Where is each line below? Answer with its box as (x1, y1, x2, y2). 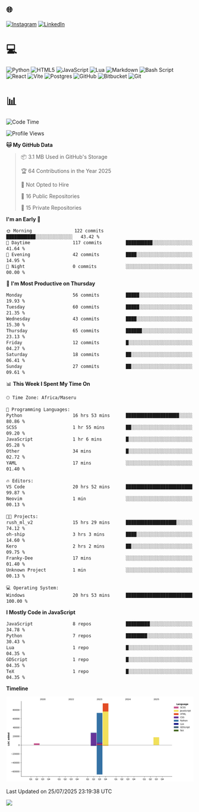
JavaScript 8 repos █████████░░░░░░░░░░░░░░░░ (6, 621, 193, 627)
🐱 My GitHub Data (6, 141, 53, 148)
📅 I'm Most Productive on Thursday (6, 279, 96, 287)
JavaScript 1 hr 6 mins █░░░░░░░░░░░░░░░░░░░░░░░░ (6, 436, 193, 442)
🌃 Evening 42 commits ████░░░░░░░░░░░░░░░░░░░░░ (6, 251, 193, 257)
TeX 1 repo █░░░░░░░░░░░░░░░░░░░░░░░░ (6, 668, 193, 674)
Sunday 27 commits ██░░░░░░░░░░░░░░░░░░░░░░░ (6, 363, 193, 369)
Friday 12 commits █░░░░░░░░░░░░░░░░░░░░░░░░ (6, 339, 193, 345)
